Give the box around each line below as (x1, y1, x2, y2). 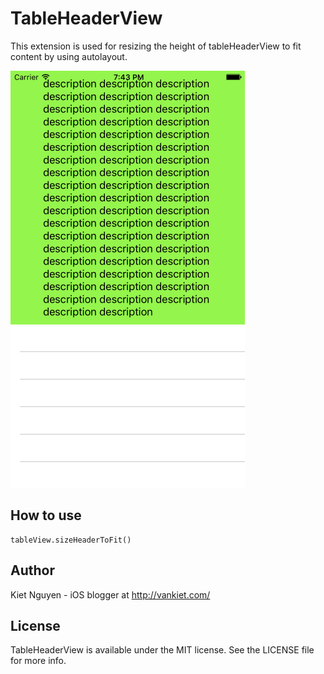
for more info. (10, 655, 67, 667)
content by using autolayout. (10, 50, 128, 62)
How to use (10, 507, 82, 524)
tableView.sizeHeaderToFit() (10, 535, 132, 545)
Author (10, 562, 55, 579)
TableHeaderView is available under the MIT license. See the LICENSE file (10, 644, 315, 656)
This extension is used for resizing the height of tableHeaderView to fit (10, 40, 302, 52)
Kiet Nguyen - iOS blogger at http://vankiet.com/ (10, 588, 211, 601)
